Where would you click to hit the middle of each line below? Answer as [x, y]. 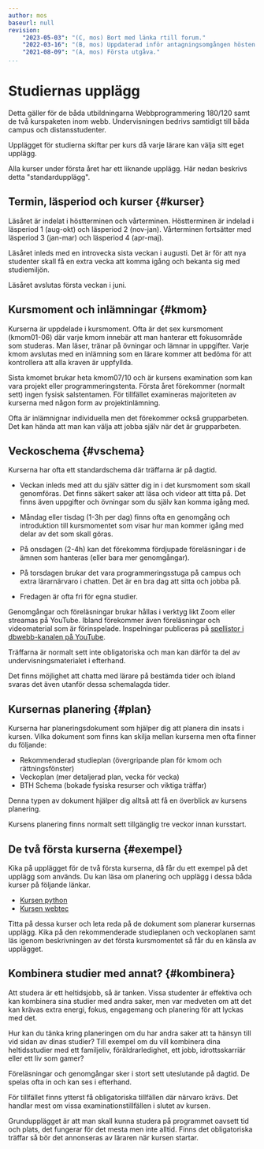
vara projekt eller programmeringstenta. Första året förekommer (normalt [126, 386]
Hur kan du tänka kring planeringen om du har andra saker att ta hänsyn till [130, 1033]
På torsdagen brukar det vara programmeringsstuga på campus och [130, 573]
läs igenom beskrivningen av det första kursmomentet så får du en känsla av [132, 940]
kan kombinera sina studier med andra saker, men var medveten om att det [130, 1001]
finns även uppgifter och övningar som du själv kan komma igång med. [135, 502]
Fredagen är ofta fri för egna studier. [78, 597]
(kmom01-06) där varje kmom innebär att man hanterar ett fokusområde [125, 337]
